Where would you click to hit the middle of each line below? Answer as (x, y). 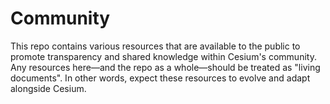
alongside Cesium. (48, 88)
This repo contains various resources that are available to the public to (155, 46)
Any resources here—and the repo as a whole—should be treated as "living (165, 67)
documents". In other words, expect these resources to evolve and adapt (160, 78)
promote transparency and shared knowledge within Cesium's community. (163, 56)
